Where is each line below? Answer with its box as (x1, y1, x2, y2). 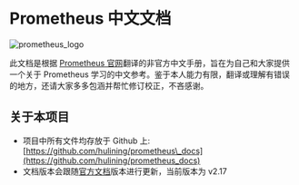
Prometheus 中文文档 (9, 8, 172, 29)
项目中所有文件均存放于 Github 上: (22, 135, 151, 146)
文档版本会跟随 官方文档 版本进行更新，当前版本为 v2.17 (22, 165, 227, 177)
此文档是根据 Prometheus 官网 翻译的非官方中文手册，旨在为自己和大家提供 (9, 57, 291, 68)
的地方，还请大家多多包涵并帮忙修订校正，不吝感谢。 (9, 80, 209, 91)
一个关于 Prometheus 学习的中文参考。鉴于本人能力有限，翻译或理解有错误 (9, 69, 291, 80)
